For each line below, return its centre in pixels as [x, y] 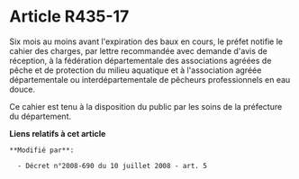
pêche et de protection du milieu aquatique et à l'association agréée [136, 70]
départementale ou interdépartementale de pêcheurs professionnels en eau [150, 79]
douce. [23, 89]
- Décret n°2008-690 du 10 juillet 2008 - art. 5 [112, 166]
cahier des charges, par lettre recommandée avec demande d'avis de [138, 50]
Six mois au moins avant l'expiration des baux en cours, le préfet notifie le [146, 41]
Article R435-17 [69, 17]
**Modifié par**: [42, 150]
